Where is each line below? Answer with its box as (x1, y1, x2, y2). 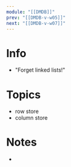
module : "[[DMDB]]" (6, 9, 55, 15)
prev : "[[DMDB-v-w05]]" (6, 15, 66, 21)
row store (14, 107, 39, 115)
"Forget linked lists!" (14, 66, 66, 73)
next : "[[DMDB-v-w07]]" (6, 20, 66, 26)
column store (14, 114, 48, 121)
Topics (6, 87, 41, 101)
